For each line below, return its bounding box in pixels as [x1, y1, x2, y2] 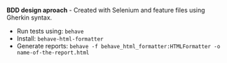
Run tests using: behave [16, 27, 84, 35]
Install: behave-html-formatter [16, 34, 104, 43]
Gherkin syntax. [6, 13, 53, 22]
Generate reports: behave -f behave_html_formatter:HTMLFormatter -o [16, 42, 221, 50]
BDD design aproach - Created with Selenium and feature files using [6, 6, 205, 14]
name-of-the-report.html [16, 49, 90, 56]
